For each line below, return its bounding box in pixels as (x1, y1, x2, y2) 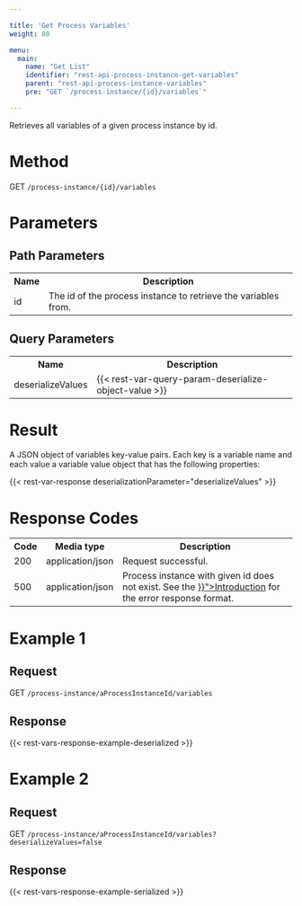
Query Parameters (9, 332, 115, 347)
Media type (55, 540, 105, 553)
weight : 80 (9, 29, 50, 39)
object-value (96, 384, 153, 396)
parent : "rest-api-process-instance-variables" (25, 79, 207, 88)
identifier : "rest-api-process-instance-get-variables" (25, 71, 240, 80)
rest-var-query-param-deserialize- (111, 372, 269, 385)
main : (17, 54, 39, 63)
